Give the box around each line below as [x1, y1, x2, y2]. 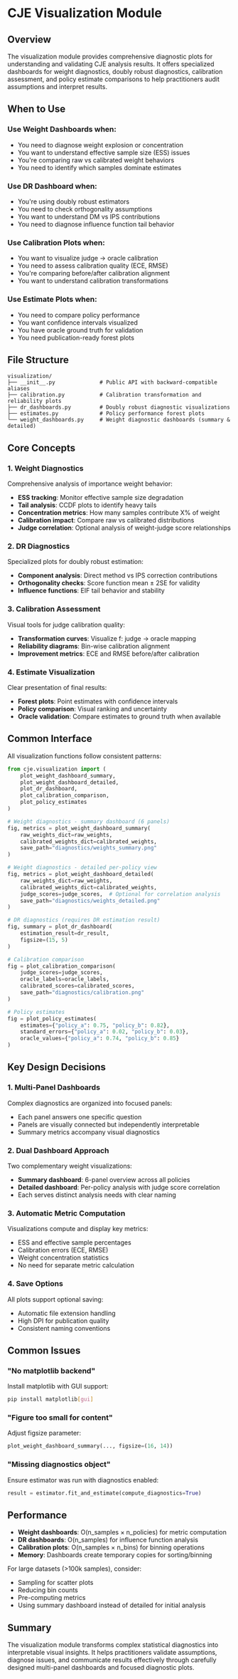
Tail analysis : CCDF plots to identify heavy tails [17, 501, 157, 510]
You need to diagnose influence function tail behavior [17, 219, 175, 229]
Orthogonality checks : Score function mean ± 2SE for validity [17, 579, 200, 587]
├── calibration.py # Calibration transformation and [7, 392, 202, 399]
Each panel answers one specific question [17, 1112, 142, 1121]
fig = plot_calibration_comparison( [7, 963, 116, 970]
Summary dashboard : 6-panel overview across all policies [17, 1176, 190, 1184]
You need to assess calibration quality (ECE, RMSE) [17, 261, 168, 270]
